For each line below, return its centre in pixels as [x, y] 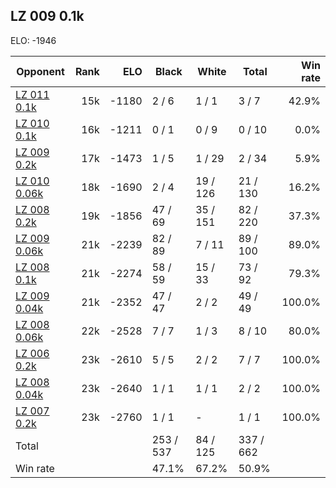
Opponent [40, 71]
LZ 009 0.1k [47, 16]
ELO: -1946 [33, 40]
